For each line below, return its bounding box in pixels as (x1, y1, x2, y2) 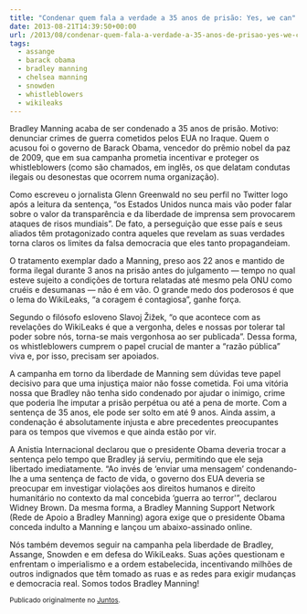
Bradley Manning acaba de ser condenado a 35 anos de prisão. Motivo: (9, 123, 279, 134)
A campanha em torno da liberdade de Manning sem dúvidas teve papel (9, 369, 281, 380)
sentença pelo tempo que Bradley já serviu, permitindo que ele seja (9, 453, 263, 465)
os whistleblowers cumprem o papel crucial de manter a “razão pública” (9, 341, 281, 352)
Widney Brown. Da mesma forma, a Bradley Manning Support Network (9, 503, 276, 514)
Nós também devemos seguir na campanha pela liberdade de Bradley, (9, 539, 274, 550)
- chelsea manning (17, 73, 89, 82)
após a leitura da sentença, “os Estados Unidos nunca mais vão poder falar (9, 199, 292, 210)
